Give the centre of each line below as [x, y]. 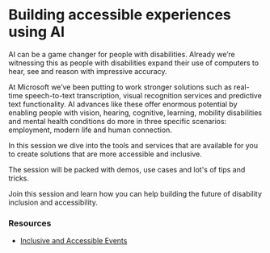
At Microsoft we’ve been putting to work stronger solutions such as [120, 87]
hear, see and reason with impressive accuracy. [88, 71]
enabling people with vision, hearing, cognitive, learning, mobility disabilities [135, 112]
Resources [30, 223]
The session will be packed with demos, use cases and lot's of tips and [127, 169]
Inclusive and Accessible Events [74, 241]
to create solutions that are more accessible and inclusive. [105, 154]
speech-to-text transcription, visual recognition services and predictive [143, 95]
